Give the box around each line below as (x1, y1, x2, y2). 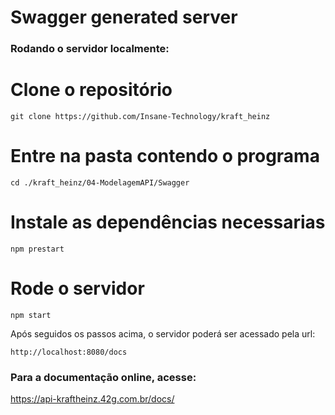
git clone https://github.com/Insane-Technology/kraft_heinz (10, 112, 271, 122)
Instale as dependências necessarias (10, 211, 326, 234)
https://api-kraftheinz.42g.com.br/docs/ (10, 393, 175, 405)
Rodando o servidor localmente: (10, 42, 170, 56)
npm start (10, 310, 52, 320)
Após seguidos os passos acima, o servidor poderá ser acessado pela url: (10, 327, 316, 340)
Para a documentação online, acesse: (10, 370, 197, 384)
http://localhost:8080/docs (10, 347, 128, 357)
